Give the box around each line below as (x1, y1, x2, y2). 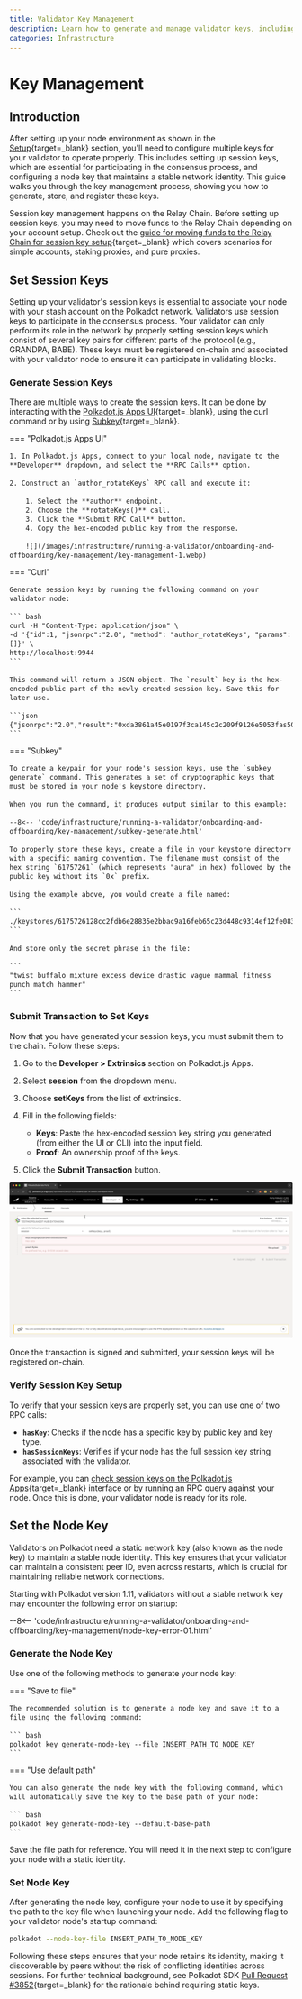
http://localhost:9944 (9, 649, 94, 658)
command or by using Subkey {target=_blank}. (9, 415, 180, 427)
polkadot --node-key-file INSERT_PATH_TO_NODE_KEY (9, 1934, 203, 1944)
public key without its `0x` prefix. (9, 872, 151, 881)
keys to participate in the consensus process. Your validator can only (9, 315, 265, 326)
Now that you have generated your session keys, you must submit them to (9, 1030, 284, 1041)
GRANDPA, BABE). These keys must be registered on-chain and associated (9, 344, 289, 355)
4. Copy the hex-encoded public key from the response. (25, 524, 240, 534)
